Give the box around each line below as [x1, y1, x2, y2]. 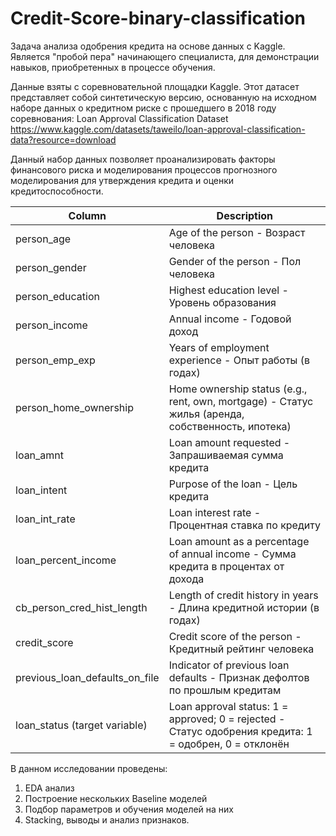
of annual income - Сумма [168, 547, 297, 561]
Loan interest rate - [168, 505, 262, 519]
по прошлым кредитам [168, 683, 282, 697]
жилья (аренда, [168, 407, 245, 421]
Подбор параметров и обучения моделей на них [24, 803, 235, 815]
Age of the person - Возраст [168, 225, 306, 239]
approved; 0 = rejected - [168, 712, 286, 726]
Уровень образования [168, 295, 277, 309]
